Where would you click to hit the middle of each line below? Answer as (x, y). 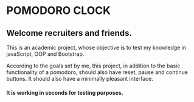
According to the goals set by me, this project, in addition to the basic (93, 66)
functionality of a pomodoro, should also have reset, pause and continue (97, 72)
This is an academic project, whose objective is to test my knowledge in (96, 47)
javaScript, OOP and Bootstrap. (45, 54)
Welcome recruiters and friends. (69, 33)
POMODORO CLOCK (58, 11)
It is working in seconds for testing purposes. (65, 92)
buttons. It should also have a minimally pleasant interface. (80, 79)
